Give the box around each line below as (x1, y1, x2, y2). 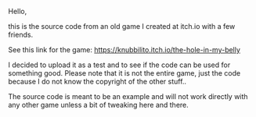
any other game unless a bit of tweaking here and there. (8, 101, 189, 109)
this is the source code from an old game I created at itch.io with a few (8, 22, 236, 30)
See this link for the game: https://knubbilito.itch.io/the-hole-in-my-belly (8, 45, 241, 54)
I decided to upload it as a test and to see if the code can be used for (8, 60, 231, 69)
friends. (8, 30, 34, 39)
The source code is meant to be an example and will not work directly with (8, 92, 248, 101)
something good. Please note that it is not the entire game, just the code (8, 69, 241, 77)
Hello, (8, 7, 27, 16)
